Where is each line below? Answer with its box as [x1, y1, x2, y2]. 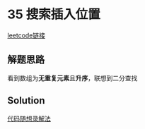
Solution [7, 94, 45, 106]
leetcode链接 [7, 31, 46, 39]
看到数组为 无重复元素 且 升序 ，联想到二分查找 [7, 73, 138, 82]
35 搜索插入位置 [7, 6, 101, 23]
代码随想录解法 [7, 114, 51, 123]
